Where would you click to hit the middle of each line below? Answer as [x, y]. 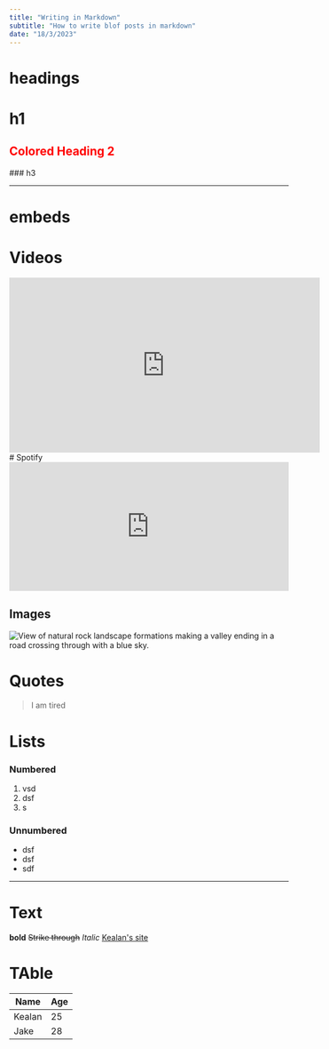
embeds [40, 216]
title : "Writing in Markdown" [65, 17]
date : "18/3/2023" [43, 34]
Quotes [37, 681]
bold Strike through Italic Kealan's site [79, 938]
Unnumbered [38, 830]
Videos [36, 257]
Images [30, 614]
